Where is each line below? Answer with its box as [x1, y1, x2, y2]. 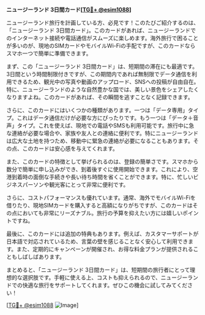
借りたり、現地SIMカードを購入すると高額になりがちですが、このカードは [6, 202, 193, 209]
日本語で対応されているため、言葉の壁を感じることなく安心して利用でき [6, 238, 188, 245]
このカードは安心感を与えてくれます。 [22, 145, 118, 152]
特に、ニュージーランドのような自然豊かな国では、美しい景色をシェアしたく [6, 86, 199, 93]
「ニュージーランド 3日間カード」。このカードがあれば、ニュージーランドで [6, 27, 196, 34]
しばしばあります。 [17, 253, 65, 260]
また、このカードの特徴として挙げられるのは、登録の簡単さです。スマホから [6, 158, 199, 165]
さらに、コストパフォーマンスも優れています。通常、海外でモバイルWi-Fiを [6, 194, 196, 201]
